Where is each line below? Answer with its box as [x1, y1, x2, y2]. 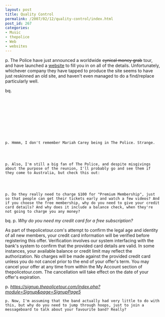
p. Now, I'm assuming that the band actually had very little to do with [5, 298, 160, 303]
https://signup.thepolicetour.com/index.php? [10, 284, 100, 289]
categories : [5, 26, 30, 30]
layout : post [5, 7, 32, 12]
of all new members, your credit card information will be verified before [5, 232, 150, 238]
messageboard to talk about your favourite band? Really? [5, 307, 127, 312]
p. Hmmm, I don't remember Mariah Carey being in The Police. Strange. [5, 140, 155, 145]
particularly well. [5, 78, 39, 84]
